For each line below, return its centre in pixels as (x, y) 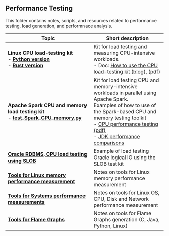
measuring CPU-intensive (124, 53)
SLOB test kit (109, 164)
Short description (128, 38)
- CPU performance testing (126, 124)
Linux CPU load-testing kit (40, 53)
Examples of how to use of (125, 105)
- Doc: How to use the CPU (126, 65)
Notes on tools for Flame (122, 213)
